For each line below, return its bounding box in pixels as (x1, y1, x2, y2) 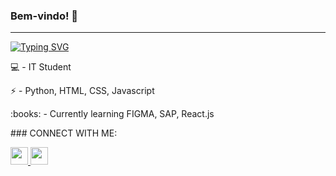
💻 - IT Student (10, 61, 72, 73)
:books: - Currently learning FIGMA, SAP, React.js (10, 108, 215, 120)
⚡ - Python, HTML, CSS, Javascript (10, 85, 155, 97)
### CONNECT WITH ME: (10, 127, 118, 139)
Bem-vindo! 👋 (10, 9, 79, 23)
